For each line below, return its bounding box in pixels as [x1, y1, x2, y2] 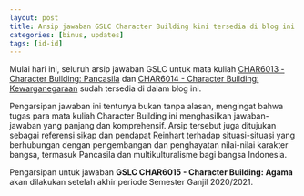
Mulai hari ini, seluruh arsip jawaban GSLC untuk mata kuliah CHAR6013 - [9, 64, 285, 75]
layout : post [9, 13, 59, 23]
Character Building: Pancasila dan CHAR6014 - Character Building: [9, 74, 259, 85]
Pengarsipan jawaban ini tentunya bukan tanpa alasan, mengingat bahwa [9, 101, 284, 112]
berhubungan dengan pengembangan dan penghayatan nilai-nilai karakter [9, 139, 289, 150]
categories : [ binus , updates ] [9, 30, 125, 39]
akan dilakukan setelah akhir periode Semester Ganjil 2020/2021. [9, 177, 254, 188]
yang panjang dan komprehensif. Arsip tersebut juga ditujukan [43, 120, 277, 131]
